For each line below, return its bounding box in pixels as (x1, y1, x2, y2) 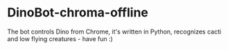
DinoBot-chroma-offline (7, 5, 149, 21)
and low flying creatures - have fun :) (7, 34, 113, 42)
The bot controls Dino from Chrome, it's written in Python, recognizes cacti (7, 27, 222, 36)
